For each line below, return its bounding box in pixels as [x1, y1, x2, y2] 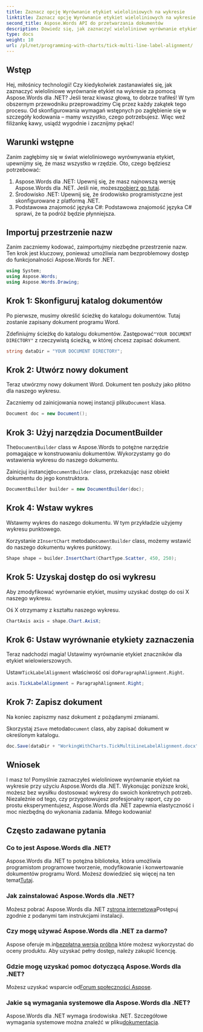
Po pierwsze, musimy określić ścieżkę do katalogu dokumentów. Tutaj [6, 312, 181, 319]
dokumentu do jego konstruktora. [6, 475, 89, 482]
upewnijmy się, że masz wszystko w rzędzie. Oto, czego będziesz [6, 160, 171, 167]
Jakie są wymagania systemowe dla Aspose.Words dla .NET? [6, 999, 190, 1007]
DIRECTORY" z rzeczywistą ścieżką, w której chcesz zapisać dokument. [6, 336, 181, 343]
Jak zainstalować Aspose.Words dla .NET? [6, 892, 135, 900]
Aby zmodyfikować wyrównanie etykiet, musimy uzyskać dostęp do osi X [6, 588, 189, 596]
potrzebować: [6, 166, 41, 173]
